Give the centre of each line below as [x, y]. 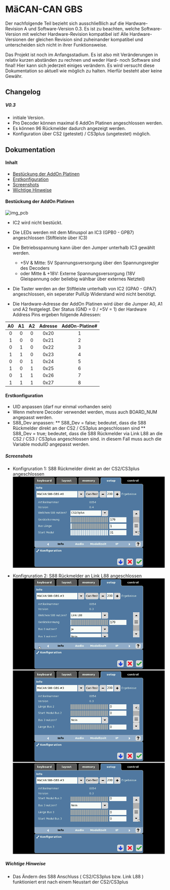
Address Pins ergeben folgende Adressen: [57, 315]
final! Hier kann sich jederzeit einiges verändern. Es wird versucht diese [80, 65]
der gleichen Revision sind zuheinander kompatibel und [85, 39]
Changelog [23, 92]
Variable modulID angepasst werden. [51, 444]
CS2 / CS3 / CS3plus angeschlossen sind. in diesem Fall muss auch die [87, 439]
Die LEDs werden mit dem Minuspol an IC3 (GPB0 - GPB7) [73, 232]
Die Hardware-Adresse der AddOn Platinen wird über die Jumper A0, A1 [88, 304]
